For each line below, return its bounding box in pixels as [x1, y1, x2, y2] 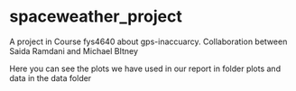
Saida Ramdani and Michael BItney [9, 45, 138, 56]
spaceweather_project [9, 6, 182, 27]
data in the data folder [9, 72, 92, 83]
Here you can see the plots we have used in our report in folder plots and [9, 63, 282, 74]
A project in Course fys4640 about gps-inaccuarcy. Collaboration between [9, 36, 288, 47]
